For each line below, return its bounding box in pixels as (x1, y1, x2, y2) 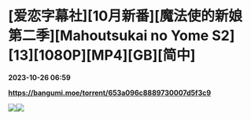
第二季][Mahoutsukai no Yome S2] (8, 27, 235, 45)
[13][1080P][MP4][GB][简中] (8, 46, 196, 64)
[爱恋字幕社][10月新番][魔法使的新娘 (8, 7, 242, 25)
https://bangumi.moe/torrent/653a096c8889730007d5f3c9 (8, 88, 212, 97)
